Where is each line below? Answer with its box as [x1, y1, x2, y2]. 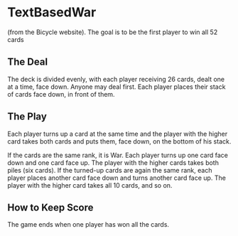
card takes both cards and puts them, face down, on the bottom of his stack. [7, 136, 232, 146]
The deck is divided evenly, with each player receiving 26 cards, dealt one [7, 75, 225, 83]
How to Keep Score [7, 201, 94, 213]
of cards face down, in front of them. [7, 90, 115, 98]
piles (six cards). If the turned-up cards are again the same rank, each [7, 166, 212, 174]
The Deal [7, 56, 48, 68]
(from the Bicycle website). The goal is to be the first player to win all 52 [7, 28, 218, 36]
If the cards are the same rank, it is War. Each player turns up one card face [7, 151, 229, 159]
